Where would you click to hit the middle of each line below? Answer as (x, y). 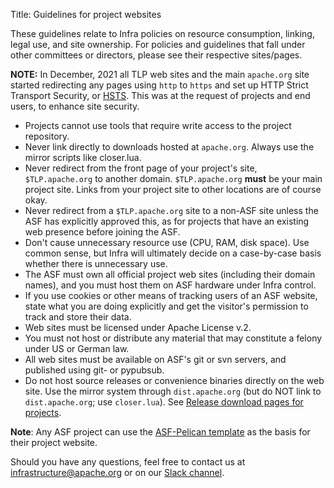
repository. (47, 136)
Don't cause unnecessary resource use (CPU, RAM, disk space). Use (167, 242)
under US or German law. (77, 348)
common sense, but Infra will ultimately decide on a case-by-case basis (173, 253)
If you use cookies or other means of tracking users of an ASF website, (171, 295)
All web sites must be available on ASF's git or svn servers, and (155, 359)
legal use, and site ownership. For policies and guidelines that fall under (158, 44)
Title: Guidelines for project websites (86, 14)
